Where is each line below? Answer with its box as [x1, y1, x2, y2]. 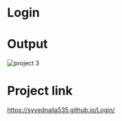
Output [7, 36, 48, 52]
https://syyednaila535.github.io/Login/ [7, 106, 115, 114]
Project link [7, 83, 73, 99]
